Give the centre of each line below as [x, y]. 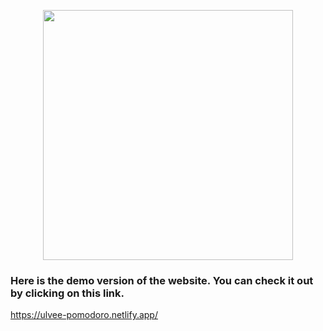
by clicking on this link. [67, 293]
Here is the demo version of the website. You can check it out [162, 280]
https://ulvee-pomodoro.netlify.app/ [84, 315]
